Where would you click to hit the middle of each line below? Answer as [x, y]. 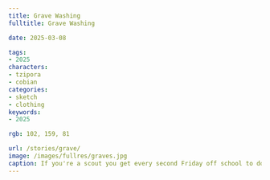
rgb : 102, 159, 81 [39, 134]
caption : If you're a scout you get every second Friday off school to [131, 163]
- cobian [23, 82]
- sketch [23, 97]
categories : [28, 89]
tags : [17, 52]
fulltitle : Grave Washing [51, 23]
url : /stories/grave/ [45, 149]
